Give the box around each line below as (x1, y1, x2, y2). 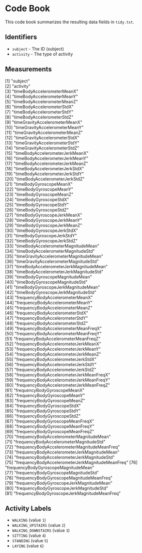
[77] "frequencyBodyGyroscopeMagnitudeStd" (5, 470, 99, 475)
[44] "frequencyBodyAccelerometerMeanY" (5, 299, 93, 306)
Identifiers (5, 33, 37, 41)
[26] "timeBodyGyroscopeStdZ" (5, 207, 69, 212)
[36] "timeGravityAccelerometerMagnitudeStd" (5, 258, 99, 264)
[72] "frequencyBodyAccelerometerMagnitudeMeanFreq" (5, 444, 120, 450)
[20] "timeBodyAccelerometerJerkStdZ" (5, 176, 85, 182)
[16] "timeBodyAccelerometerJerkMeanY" (5, 155, 89, 161)
